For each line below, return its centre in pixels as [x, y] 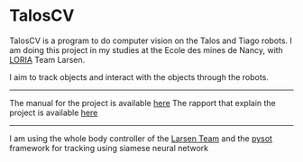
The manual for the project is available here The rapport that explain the [143, 103]
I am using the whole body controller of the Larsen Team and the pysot [141, 138]
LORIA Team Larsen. [47, 59]
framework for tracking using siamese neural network [109, 148]
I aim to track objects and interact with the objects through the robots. [139, 76]
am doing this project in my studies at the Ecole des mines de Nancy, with [147, 49]
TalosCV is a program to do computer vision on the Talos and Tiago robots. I [151, 40]
